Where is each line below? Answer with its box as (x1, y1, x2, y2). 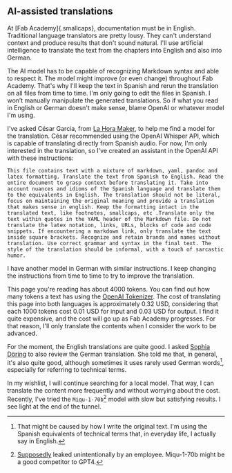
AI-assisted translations (7, 6, 113, 17)
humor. (7, 252, 26, 259)
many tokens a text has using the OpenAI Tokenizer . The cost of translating (7, 292, 221, 301)
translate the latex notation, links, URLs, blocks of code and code (7, 222, 212, 229)
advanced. (7, 329, 38, 337)
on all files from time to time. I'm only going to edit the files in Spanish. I (7, 89, 211, 97)
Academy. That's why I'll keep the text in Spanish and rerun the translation (7, 81, 219, 89)
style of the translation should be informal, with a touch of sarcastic (7, 246, 224, 253)
